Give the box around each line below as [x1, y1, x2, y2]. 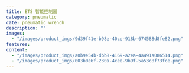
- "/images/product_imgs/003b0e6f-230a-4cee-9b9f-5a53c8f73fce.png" [11, 58, 184, 64]
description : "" [6, 25, 46, 31]
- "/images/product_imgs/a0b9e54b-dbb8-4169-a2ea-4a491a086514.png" [11, 52, 184, 58]
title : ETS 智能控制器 [6, 8, 58, 15]
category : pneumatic [6, 14, 57, 20]
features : [6, 42, 31, 48]
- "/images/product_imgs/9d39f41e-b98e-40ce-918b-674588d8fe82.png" [11, 36, 184, 42]
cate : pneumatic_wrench [6, 19, 65, 25]
